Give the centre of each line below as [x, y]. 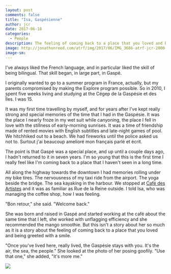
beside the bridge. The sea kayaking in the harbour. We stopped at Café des [85, 183]
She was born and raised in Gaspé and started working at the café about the [85, 214]
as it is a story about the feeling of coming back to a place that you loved [81, 230]
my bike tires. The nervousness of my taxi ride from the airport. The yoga [82, 177]
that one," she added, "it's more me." [44, 256]
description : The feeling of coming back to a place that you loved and [84, 43]
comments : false [22, 15]
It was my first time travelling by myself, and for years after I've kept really [83, 109]
